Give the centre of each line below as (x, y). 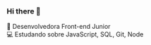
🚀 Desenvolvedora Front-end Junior (59, 27)
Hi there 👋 (24, 11)
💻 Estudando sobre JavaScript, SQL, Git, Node (75, 34)
